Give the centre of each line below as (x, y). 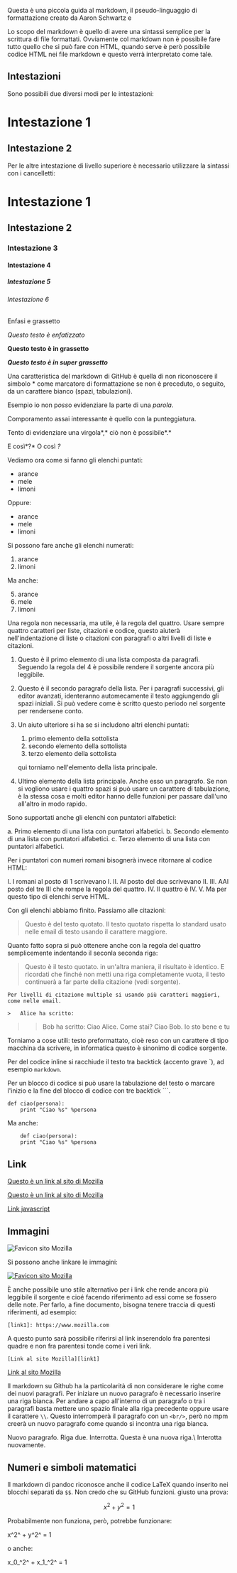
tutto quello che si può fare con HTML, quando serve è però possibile (109, 47)
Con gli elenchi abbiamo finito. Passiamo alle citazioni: (87, 910)
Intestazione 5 (29, 281)
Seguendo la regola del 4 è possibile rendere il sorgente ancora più (116, 667)
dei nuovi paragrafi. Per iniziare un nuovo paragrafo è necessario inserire (114, 1394)
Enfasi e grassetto (34, 321)
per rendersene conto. (50, 711)
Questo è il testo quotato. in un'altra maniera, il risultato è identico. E (125, 967)
